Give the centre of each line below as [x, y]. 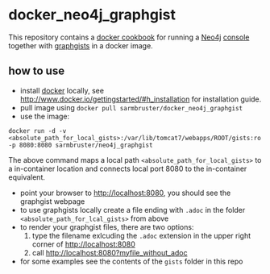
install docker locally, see [62, 90]
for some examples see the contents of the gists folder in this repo [131, 261]
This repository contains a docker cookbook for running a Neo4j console [129, 37]
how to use [37, 71]
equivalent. [27, 177]
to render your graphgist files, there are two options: [107, 226]
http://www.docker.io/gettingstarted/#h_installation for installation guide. [141, 99]
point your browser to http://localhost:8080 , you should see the [125, 193]
